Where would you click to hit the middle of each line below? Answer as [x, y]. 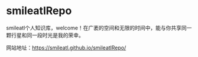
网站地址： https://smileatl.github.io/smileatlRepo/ [66, 48]
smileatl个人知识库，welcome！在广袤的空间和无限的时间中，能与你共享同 [97, 28]
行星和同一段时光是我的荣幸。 [47, 35]
